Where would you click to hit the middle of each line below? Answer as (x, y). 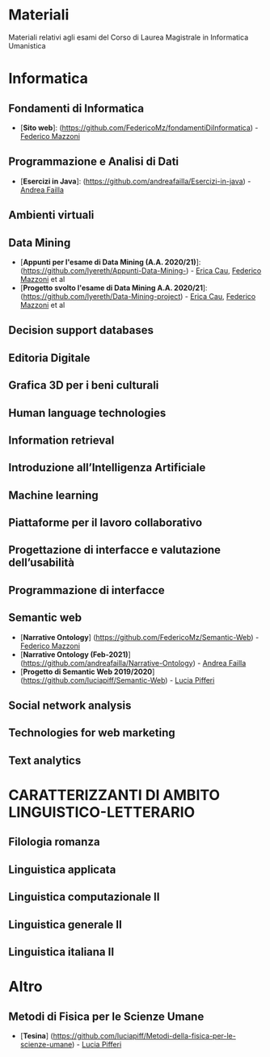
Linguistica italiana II (61, 952)
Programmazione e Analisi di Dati (94, 162)
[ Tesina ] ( (37, 1035)
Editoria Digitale (49, 358)
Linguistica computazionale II (84, 897)
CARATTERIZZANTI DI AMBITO (114, 796)
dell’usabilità (42, 563)
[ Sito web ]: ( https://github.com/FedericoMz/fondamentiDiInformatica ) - (139, 128)
